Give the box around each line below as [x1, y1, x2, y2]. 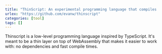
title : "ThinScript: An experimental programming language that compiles [5, 7, 157, 12]
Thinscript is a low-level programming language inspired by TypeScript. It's [5, 33, 155, 39]
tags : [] [5, 20, 23, 25]
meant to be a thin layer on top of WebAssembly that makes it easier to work [5, 39, 157, 44]
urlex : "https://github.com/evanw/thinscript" [5, 11, 101, 16]
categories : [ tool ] [5, 16, 44, 21]
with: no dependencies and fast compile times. [5, 43, 98, 49]
